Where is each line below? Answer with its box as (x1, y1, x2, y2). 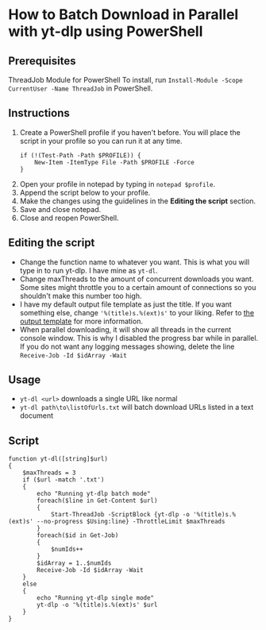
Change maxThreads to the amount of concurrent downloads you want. (19, 274, 254, 284)
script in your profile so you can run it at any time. (19, 136, 183, 145)
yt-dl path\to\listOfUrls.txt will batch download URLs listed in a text (19, 403, 254, 412)
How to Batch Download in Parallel (8, 6, 239, 24)
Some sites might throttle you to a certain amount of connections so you (19, 282, 256, 292)
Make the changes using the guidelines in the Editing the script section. (19, 196, 256, 206)
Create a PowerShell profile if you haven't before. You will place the (19, 127, 241, 137)
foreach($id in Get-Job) (37, 531, 119, 539)
